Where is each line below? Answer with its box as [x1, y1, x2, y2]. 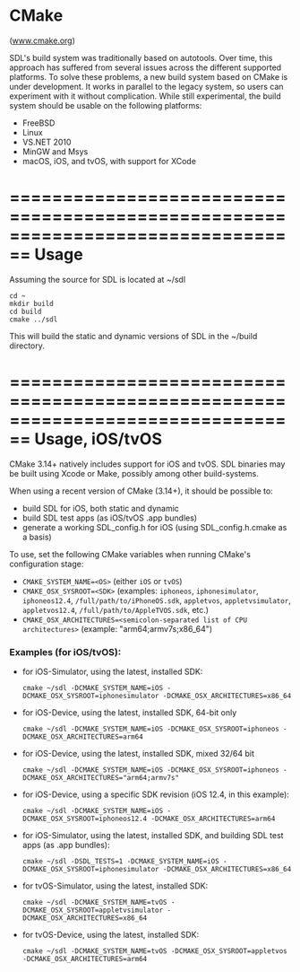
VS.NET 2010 [21, 136, 72, 147]
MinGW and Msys [21, 145, 89, 157]
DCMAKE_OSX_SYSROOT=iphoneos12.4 [21, 814, 148, 824]
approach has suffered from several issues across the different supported [9, 62, 282, 73]
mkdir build [9, 299, 54, 308]
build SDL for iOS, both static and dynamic [21, 503, 179, 513]
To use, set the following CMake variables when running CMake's [9, 548, 251, 559]
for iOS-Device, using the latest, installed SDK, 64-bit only [21, 707, 237, 718]
